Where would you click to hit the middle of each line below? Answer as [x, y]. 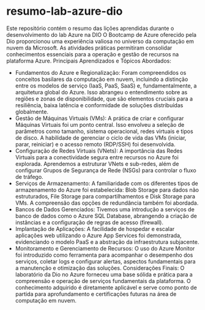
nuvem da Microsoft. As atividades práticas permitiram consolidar [89, 48]
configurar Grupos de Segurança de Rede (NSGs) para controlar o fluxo [106, 170]
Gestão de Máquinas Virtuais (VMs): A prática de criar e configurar [99, 118]
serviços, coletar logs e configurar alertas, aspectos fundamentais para [105, 261]
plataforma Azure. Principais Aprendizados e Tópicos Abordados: [89, 61]
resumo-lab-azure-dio [65, 11]
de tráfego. [29, 176]
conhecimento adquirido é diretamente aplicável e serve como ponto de [106, 287]
